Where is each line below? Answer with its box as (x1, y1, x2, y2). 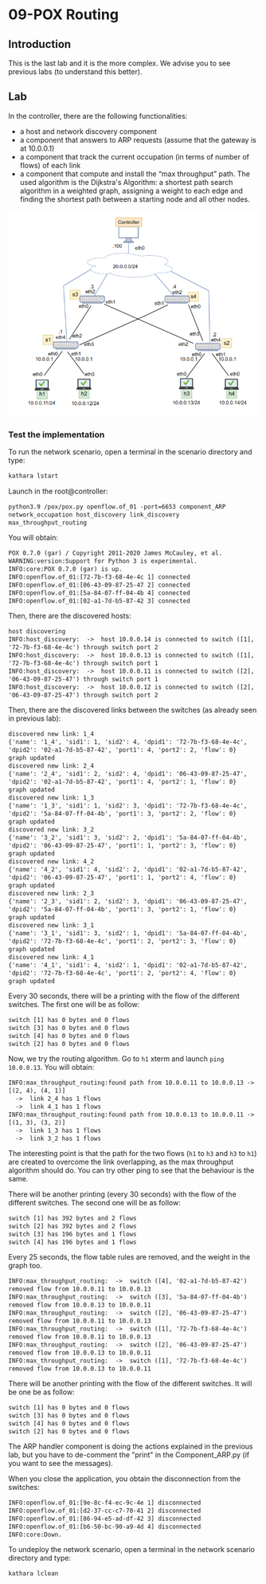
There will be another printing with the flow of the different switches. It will (8, 1378, 252, 1388)
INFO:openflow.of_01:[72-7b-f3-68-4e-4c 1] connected (8, 572, 191, 581)
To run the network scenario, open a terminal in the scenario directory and (8, 446, 252, 456)
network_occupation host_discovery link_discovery (8, 510, 180, 519)
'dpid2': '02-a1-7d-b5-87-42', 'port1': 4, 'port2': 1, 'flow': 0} (8, 777, 237, 786)
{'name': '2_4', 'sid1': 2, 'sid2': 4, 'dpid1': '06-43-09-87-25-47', (8, 769, 248, 778)
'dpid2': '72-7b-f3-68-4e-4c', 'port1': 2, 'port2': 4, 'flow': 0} (8, 969, 237, 977)
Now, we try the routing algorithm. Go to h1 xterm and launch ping (8, 1054, 225, 1063)
